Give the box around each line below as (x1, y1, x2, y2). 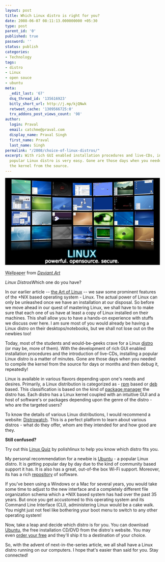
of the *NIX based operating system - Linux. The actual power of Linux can (5, 294, 158, 300)
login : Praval (9, 122, 38, 127)
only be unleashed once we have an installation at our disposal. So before (5, 299, 155, 305)
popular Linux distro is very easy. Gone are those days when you (9, 158, 148, 163)
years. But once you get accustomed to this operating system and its (5, 497, 144, 503)
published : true (5, 34, 38, 39)
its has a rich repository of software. (5, 472, 79, 477)
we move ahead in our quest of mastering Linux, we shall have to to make (5, 305, 154, 311)
